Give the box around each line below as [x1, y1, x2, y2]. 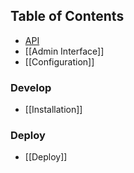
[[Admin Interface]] [24, 45, 105, 57]
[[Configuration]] [24, 55, 95, 68]
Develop [10, 80, 52, 94]
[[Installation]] [24, 104, 83, 116]
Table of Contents [10, 8, 125, 25]
